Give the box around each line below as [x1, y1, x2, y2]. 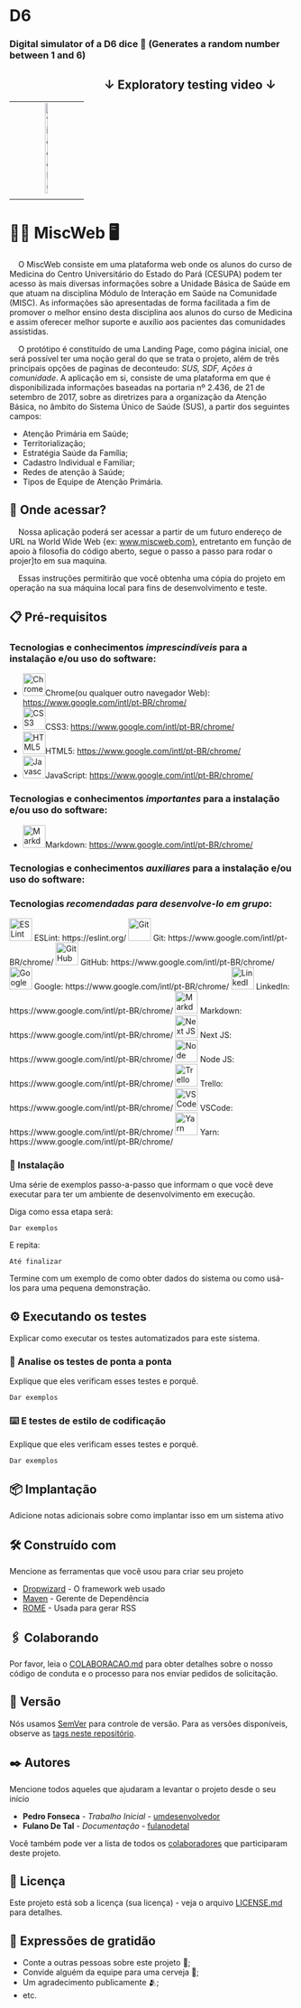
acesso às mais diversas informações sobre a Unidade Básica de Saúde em [9, 277, 291, 289]
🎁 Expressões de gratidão [9, 1933, 156, 1948]
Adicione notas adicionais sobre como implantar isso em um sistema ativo [9, 1510, 284, 1521]
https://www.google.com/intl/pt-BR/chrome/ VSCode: [9, 1102, 233, 1113]
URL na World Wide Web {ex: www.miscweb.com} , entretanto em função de [9, 536, 292, 546]
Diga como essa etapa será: [9, 1207, 114, 1218]
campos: [9, 410, 42, 421]
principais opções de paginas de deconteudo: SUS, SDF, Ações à [9, 362, 252, 373]
